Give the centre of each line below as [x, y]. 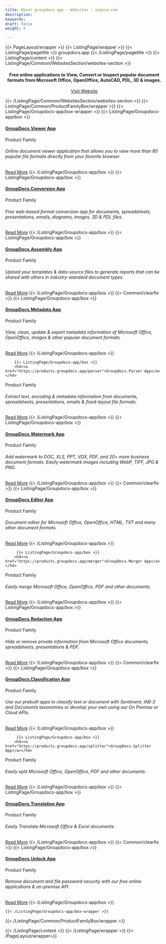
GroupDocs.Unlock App [31, 859]
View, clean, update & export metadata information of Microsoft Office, [79, 332]
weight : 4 [16, 29]
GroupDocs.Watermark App [35, 434]
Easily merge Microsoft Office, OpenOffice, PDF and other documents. [78, 586]
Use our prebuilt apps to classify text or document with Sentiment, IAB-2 [80, 702]
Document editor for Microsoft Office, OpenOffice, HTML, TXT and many [80, 522]
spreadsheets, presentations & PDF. [42, 647]
